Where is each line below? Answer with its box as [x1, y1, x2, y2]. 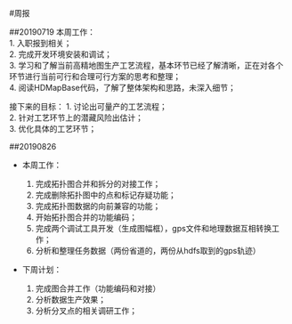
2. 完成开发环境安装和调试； [9, 49, 113, 60]
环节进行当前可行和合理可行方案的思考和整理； [9, 71, 181, 82]
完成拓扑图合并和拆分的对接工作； [35, 179, 161, 189]
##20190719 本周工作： [9, 27, 96, 37]
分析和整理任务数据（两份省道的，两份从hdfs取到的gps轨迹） [35, 246, 261, 255]
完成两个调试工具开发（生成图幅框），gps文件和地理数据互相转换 [35, 223, 272, 233]
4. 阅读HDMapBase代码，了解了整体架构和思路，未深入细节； [9, 83, 236, 93]
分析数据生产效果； [35, 295, 107, 304]
